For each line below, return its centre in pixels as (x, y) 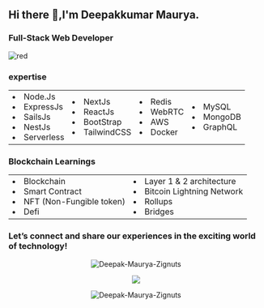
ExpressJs (43, 106)
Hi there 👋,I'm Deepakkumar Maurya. (104, 15)
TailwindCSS (108, 132)
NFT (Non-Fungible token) (75, 202)
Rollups (158, 202)
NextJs (97, 101)
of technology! (38, 246)
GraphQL (220, 126)
